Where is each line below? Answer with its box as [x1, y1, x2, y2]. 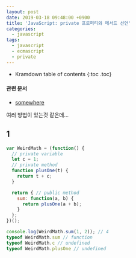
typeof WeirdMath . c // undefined [6, 240, 90, 246]
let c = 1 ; [11, 156, 39, 163]
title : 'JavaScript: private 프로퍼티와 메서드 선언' [6, 20, 131, 26]
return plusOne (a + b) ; [22, 201, 82, 207]
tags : [6, 37, 20, 43]
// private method [11, 162, 58, 168]
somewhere [14, 98, 45, 106]
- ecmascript [11, 48, 45, 54]
